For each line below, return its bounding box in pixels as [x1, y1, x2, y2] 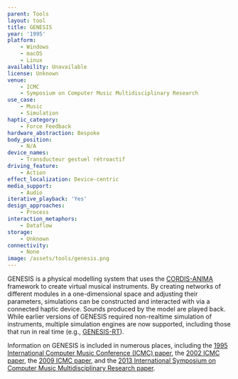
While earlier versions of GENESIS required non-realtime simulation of [7, 312, 212, 321]
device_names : [7, 149, 50, 156]
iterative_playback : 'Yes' [7, 196, 87, 203]
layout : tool [7, 17, 46, 24]
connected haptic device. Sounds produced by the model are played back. [7, 305, 226, 313]
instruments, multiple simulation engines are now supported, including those [7, 320, 231, 328]
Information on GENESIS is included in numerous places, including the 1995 [7, 341, 229, 349]
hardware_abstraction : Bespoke [7, 129, 100, 137]
